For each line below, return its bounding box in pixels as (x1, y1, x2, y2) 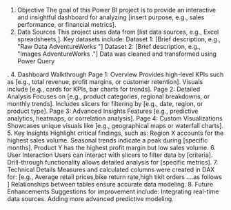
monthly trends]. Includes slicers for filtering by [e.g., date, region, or (7, 100, 203, 107)
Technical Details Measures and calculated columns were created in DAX (7, 165, 215, 174)
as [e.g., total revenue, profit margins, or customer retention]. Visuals (7, 78, 203, 85)
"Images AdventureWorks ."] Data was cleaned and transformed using (17, 50, 217, 58)
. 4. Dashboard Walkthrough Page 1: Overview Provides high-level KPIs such (7, 70, 224, 78)
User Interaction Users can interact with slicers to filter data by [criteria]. (7, 151, 213, 159)
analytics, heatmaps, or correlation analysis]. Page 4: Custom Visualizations (7, 114, 223, 123)
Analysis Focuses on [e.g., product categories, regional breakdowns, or (7, 92, 210, 101)
